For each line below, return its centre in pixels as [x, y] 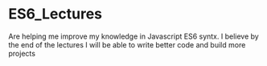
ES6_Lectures [55, 14]
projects [22, 53]
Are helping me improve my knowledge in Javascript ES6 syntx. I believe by [133, 36]
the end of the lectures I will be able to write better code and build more [127, 44]
